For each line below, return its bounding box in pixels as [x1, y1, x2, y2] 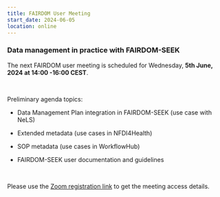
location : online [7, 23, 57, 30]
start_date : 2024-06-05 [7, 16, 76, 23]
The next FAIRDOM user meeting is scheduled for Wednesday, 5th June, [7, 61, 213, 69]
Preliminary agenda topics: [7, 95, 83, 103]
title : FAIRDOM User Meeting [7, 10, 91, 17]
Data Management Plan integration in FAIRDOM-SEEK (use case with [16, 108, 212, 117]
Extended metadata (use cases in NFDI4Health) [16, 128, 153, 137]
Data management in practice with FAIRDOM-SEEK [7, 45, 180, 55]
